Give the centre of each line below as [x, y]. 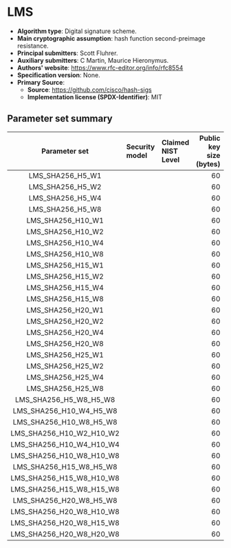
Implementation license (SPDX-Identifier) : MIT [95, 97]
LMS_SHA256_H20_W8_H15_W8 [65, 522]
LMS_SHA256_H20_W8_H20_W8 [65, 534]
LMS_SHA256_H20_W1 [65, 309]
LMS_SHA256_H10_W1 [65, 220]
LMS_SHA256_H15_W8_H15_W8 [65, 489]
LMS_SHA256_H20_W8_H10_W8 [65, 511]
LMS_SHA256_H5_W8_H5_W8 [65, 399]
